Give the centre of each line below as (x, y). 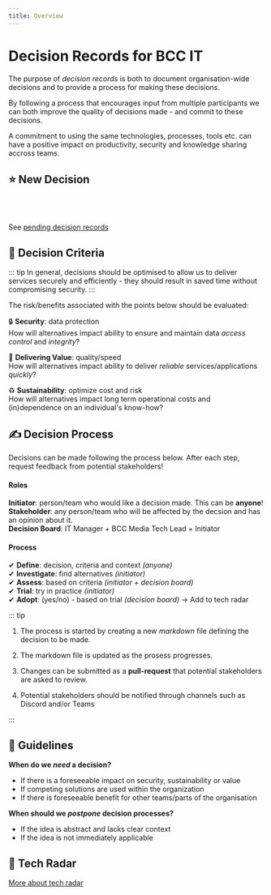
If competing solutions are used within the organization (112, 789)
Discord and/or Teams (57, 704)
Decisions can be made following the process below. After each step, (124, 458)
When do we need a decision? (60, 765)
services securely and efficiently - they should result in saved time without (133, 281)
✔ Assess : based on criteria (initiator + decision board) (101, 582)
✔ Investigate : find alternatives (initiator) (77, 574)
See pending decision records (59, 227)
